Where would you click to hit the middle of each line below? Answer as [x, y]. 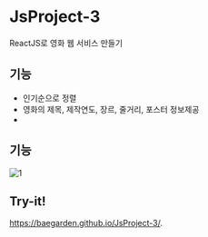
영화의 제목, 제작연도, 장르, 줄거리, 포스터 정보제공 [111, 109]
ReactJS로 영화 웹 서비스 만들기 [66, 43]
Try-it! [28, 201]
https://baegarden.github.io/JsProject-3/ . [86, 223]
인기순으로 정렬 [50, 98]
